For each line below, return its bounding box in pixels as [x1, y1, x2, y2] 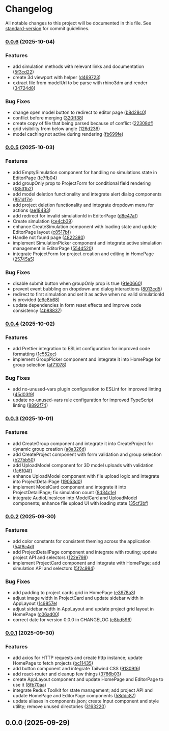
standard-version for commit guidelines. [5, 25, 90, 31]
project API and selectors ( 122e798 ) [12, 554, 88, 561]
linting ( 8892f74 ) [12, 402, 48, 408]
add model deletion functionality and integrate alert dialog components [12, 191, 162, 197]
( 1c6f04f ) [12, 468, 33, 474]
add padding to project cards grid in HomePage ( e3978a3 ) [12, 590, 136, 596]
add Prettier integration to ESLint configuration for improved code [12, 346, 150, 352]
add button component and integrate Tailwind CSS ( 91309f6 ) [12, 666, 141, 672]
